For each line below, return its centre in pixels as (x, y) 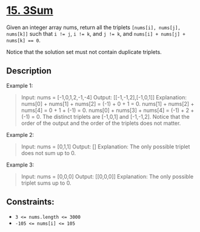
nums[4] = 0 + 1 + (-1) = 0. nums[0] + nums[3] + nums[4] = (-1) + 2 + (108, 110)
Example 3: (20, 165)
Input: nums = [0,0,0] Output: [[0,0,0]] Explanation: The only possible (107, 176)
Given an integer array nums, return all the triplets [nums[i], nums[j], (93, 27)
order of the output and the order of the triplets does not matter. (101, 123)
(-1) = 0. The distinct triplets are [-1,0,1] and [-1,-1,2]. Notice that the (105, 116)
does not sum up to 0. (48, 153)
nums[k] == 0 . (23, 40)
